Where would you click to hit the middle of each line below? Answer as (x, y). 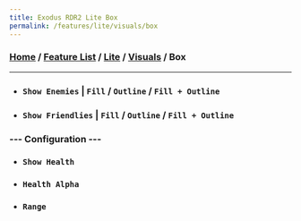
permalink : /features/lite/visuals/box (84, 26)
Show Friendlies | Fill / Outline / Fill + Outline (128, 115)
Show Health (48, 162)
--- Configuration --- (56, 139)
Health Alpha (51, 185)
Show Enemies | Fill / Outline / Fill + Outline (121, 90)
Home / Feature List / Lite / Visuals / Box (98, 57)
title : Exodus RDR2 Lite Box (64, 17)
